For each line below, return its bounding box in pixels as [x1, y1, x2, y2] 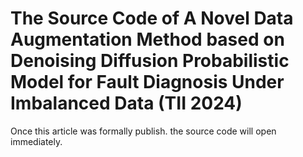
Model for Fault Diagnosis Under [10, 71, 285, 94]
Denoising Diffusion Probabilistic [10, 50, 290, 72]
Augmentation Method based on [10, 28, 285, 51]
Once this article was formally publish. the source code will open [10, 125, 277, 137]
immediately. [10, 135, 63, 147]
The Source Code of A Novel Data [10, 7, 294, 30]
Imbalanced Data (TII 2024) [10, 92, 243, 115]
